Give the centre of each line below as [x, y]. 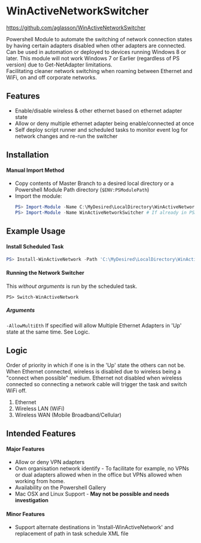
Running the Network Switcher [45, 273]
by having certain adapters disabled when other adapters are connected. [96, 45]
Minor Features [25, 514]
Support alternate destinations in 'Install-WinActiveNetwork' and [94, 527]
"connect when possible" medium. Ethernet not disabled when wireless [94, 378]
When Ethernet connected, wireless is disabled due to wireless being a [94, 371]
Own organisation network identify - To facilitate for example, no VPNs [102, 469]
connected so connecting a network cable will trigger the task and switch [97, 384]
